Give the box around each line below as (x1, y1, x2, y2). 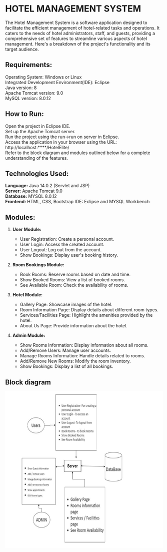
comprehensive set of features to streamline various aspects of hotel (5, 36, 147, 42)
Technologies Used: (5, 169, 69, 178)
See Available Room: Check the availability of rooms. (19, 282, 128, 288)
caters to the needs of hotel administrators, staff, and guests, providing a (5, 30, 155, 36)
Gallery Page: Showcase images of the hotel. (19, 301, 112, 308)
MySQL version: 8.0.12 (5, 95, 51, 101)
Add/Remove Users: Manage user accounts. (19, 347, 111, 353)
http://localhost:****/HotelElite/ (5, 144, 69, 150)
